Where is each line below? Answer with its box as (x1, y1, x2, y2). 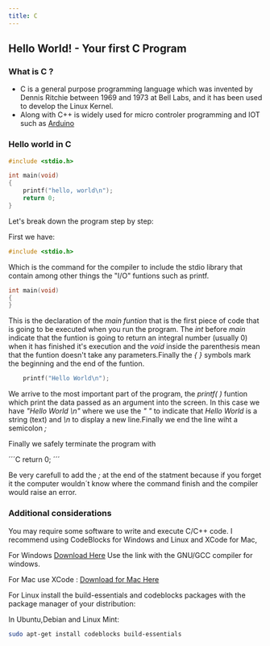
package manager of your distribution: (8, 598, 136, 608)
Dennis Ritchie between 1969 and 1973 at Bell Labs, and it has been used (19, 93, 263, 103)
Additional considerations (8, 508, 112, 519)
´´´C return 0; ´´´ (8, 455, 60, 464)
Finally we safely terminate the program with (8, 439, 156, 449)
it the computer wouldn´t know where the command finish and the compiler (8, 479, 259, 489)
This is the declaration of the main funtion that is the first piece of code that (8, 316, 260, 325)
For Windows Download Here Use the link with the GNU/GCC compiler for (8, 550, 253, 560)
